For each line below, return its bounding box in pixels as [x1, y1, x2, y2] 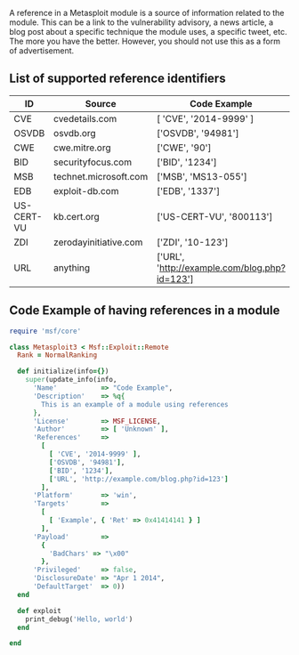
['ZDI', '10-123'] [156, 236, 229, 248]
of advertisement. [9, 45, 75, 56]
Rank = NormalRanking [17, 351, 98, 360]
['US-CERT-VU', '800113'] [156, 210, 273, 222]
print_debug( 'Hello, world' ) [25, 614, 133, 624]
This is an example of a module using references [41, 400, 229, 408]
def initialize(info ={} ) [17, 367, 109, 376]
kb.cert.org [53, 210, 100, 222]
